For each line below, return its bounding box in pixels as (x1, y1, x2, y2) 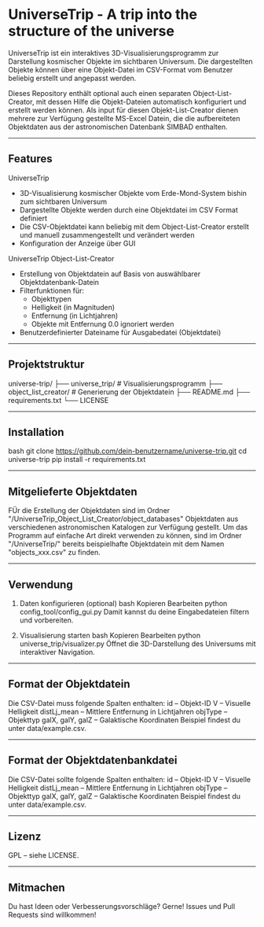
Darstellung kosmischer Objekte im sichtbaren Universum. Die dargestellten (8, 57, 253, 66)
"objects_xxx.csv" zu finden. (8, 548, 101, 557)
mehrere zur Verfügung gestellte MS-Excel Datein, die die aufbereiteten (8, 113, 241, 123)
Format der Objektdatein (8, 678, 131, 691)
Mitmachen (8, 881, 65, 894)
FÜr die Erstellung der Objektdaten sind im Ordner (8, 506, 170, 515)
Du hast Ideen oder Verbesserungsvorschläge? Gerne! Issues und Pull (8, 902, 236, 911)
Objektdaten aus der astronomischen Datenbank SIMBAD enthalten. (8, 122, 228, 131)
